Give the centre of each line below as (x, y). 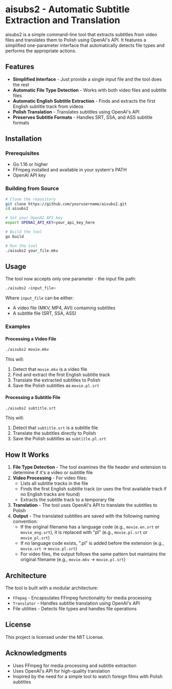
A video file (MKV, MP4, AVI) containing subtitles (64, 308)
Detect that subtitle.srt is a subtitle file (55, 428)
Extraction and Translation (63, 20)
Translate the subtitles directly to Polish (54, 433)
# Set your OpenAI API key (34, 218)
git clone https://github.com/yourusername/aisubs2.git (66, 204)
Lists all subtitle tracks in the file (54, 483)
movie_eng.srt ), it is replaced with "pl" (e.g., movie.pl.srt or (84, 532)
